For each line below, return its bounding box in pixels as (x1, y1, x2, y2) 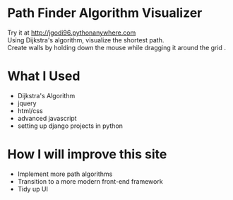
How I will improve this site (7, 146, 167, 163)
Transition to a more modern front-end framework (17, 177, 164, 185)
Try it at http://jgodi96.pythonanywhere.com (7, 28, 136, 37)
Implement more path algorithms (17, 170, 113, 178)
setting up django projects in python (17, 122, 124, 130)
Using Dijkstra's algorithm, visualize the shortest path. (7, 35, 165, 44)
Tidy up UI (17, 184, 48, 193)
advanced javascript (17, 114, 77, 122)
